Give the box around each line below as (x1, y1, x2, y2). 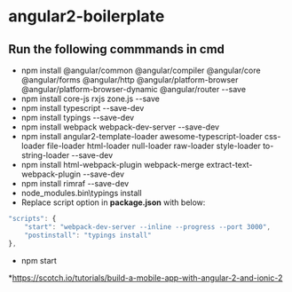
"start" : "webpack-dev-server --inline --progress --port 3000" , (24, 222, 272, 232)
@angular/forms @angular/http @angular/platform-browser (20, 75, 239, 85)
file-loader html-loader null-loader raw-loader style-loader (46, 140, 261, 151)
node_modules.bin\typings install (20, 188, 143, 198)
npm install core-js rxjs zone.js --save (20, 93, 161, 104)
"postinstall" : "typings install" (24, 231, 152, 240)
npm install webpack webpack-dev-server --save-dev (20, 122, 219, 132)
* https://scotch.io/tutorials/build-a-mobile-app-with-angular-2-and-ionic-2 (8, 272, 283, 283)
